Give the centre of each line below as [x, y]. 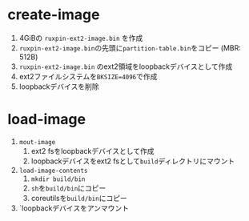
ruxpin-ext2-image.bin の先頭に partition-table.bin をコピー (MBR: [130, 48]
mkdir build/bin [58, 179]
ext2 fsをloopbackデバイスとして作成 [92, 151]
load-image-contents [53, 171]
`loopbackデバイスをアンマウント [74, 208]
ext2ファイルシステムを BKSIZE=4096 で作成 [88, 76]
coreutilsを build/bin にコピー [79, 198]
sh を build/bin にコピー [68, 188]
